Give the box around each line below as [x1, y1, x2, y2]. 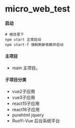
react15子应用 [12, 100, 40, 106]
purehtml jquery [12, 112, 45, 118]
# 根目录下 [5, 32, 24, 37]
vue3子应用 [12, 94, 35, 100]
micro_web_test [5, 3, 70, 14]
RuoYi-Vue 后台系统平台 [12, 117, 60, 124]
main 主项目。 [12, 65, 40, 71]
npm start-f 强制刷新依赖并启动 [5, 43, 64, 47]
